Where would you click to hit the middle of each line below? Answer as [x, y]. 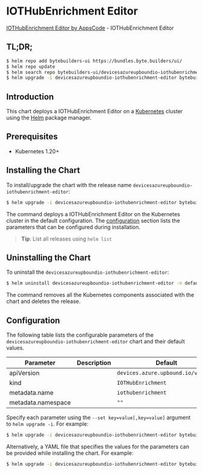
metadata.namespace [40, 403]
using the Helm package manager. [49, 118]
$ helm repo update [31, 67]
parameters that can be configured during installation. [73, 227]
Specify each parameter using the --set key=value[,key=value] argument [98, 418]
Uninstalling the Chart [49, 258]
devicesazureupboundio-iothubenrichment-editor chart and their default [96, 342]
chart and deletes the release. [43, 302]
